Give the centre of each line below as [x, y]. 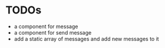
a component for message [46, 26]
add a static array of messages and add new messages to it [87, 39]
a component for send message [53, 32]
